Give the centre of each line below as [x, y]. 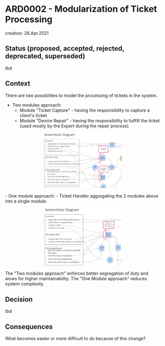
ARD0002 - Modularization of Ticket [81, 9]
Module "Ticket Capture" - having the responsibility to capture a [85, 110]
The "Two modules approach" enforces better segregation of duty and [77, 273]
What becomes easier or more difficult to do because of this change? [76, 339]
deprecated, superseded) [45, 56]
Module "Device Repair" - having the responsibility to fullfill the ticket [90, 120]
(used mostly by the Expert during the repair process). [75, 126]
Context [18, 84]
